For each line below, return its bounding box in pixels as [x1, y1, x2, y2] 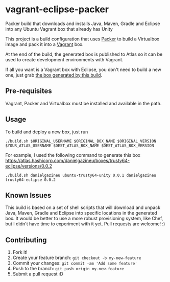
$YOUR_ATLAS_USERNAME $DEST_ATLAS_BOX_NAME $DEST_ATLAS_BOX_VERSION [5, 143, 154, 148]
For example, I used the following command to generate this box [5, 152, 140, 158]
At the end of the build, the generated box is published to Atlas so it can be [5, 51, 163, 57]
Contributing [5, 236, 47, 244]
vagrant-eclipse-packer [5, 4, 109, 15]
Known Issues [5, 191, 52, 200]
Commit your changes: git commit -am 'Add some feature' [12, 260, 138, 266]
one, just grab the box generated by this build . [5, 72, 103, 78]
